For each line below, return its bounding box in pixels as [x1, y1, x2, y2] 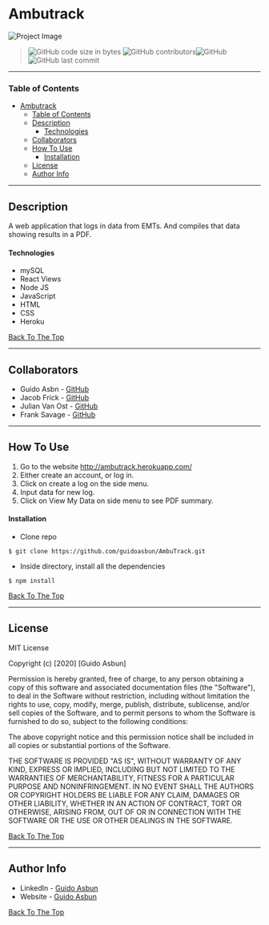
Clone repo [19, 532, 58, 541]
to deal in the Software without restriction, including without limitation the [8, 690, 250, 701]
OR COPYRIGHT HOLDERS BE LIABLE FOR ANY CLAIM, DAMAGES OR [8, 790, 240, 799]
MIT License [8, 642, 50, 653]
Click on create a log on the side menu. [19, 478, 150, 489]
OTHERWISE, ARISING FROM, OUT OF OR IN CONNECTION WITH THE [8, 806, 242, 817]
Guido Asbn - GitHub [19, 384, 90, 394]
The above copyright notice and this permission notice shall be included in [8, 732, 254, 742]
